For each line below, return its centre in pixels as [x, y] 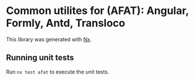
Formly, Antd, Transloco [66, 23]
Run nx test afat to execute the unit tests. [58, 72]
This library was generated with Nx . [49, 39]
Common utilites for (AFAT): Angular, [97, 11]
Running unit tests [40, 58]
